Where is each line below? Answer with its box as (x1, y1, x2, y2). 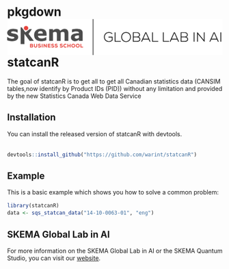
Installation (7, 112, 56, 123)
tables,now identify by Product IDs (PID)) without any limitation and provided (7, 85, 223, 93)
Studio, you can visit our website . (7, 254, 101, 262)
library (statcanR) (7, 203, 59, 209)
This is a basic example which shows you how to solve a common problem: (7, 188, 219, 196)
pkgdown (7, 4, 62, 20)
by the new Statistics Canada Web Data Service (7, 92, 142, 100)
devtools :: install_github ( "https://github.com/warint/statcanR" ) (7, 151, 197, 158)
